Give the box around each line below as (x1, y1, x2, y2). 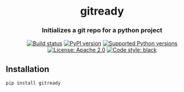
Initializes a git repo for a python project (42, 26, 163, 35)
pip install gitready (6, 80, 61, 87)
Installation (6, 64, 50, 74)
